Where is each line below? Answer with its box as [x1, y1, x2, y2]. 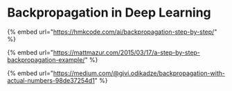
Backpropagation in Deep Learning [7, 5, 211, 21]
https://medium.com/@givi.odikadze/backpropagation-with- [53, 69, 225, 77]
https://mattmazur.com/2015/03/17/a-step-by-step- [53, 48, 201, 57]
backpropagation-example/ [7, 55, 85, 63]
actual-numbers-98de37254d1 [7, 76, 95, 84]
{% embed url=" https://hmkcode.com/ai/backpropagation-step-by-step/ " [7, 28, 217, 36]
